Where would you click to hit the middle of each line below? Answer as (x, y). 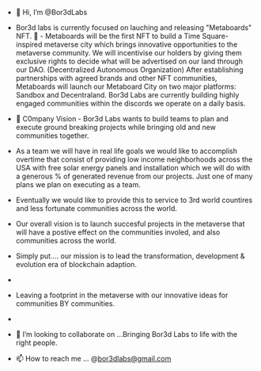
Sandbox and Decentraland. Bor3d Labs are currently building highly (127, 95)
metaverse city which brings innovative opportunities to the (141, 44)
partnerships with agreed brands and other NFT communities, (116, 78)
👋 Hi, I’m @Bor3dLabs (51, 12)
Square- (216, 36)
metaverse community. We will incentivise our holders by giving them (129, 53)
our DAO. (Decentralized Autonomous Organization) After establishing (129, 70)
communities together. (52, 136)
